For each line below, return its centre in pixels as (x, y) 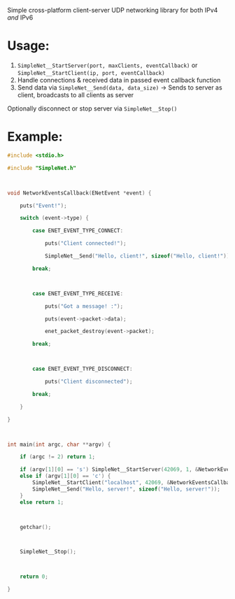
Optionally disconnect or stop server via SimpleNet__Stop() (92, 108)
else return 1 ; (42, 502)
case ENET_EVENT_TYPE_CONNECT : (78, 231)
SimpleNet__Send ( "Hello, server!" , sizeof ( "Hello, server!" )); (126, 489)
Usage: (29, 46)
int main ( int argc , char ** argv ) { (59, 444)
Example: (35, 137)
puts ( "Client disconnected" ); (88, 381)
